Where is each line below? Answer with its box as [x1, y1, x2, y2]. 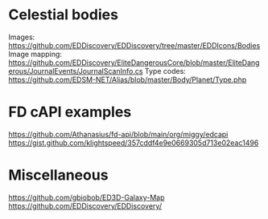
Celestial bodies [8, 6, 119, 24]
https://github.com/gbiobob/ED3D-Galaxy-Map [8, 193, 165, 202]
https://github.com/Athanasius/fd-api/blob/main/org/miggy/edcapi [8, 129, 229, 139]
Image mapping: [8, 49, 63, 59]
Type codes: [144, 66, 187, 75]
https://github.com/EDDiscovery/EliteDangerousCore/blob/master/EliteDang [8, 58, 260, 67]
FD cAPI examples [8, 103, 132, 121]
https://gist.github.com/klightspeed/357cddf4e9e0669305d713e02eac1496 [8, 138, 259, 148]
